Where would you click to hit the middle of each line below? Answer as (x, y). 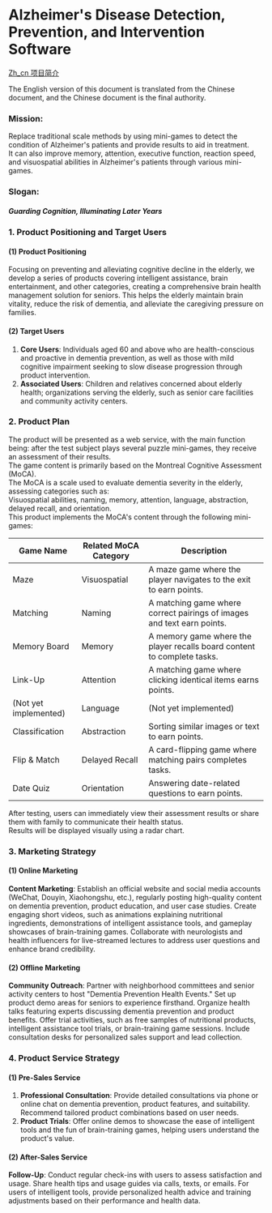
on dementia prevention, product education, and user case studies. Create (132, 906)
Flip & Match (36, 759)
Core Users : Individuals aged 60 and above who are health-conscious (137, 349)
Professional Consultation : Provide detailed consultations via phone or (139, 1096)
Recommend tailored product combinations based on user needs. (129, 1113)
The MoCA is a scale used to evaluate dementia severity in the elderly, (125, 482)
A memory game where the (200, 636)
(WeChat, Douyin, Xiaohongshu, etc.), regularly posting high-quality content (135, 897)
